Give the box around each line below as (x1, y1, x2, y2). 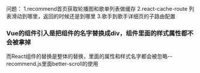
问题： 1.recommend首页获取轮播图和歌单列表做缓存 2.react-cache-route (6, 5, 188, 12)
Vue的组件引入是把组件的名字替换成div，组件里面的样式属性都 (6, 29, 188, 37)
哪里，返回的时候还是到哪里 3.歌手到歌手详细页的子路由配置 (26, 13, 176, 20)
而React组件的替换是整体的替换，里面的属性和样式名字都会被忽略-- (6, 53, 173, 60)
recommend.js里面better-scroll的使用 (6, 60, 98, 68)
